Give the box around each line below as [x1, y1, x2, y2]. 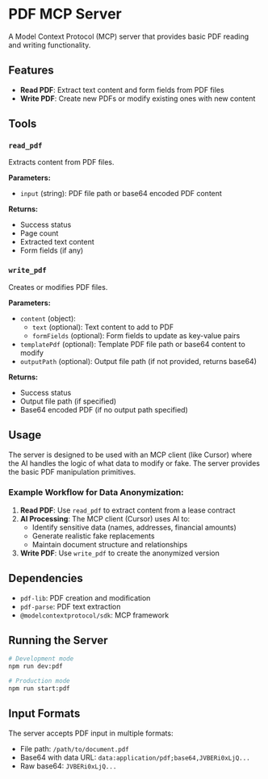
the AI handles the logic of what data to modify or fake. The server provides [8, 458, 261, 468]
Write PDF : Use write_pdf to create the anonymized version [19, 548, 220, 558]
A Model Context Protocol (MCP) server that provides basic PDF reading [8, 31, 249, 41]
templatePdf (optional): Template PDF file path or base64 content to [19, 339, 246, 349]
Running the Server [8, 634, 108, 647]
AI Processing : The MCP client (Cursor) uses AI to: [19, 513, 191, 523]
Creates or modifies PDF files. [8, 282, 108, 291]
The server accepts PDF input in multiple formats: [8, 728, 174, 738]
